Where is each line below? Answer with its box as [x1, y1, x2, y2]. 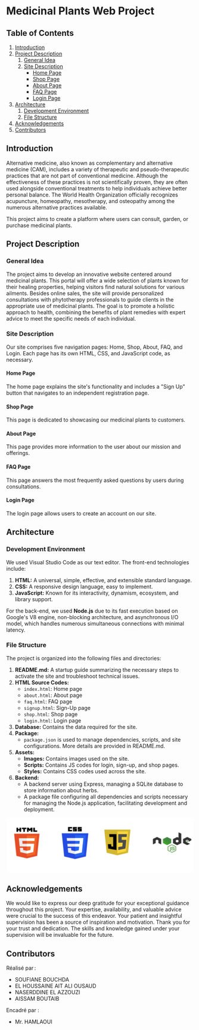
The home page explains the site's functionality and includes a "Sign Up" [6, 383, 186, 390]
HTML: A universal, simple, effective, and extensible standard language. [14, 576, 192, 583]
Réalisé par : [6, 964, 36, 971]
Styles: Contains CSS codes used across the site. [23, 767, 146, 774]
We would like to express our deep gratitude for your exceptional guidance [6, 900, 189, 907]
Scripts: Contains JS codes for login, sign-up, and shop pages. [23, 761, 179, 768]
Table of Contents [6, 28, 74, 38]
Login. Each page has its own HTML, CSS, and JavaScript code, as [6, 349, 171, 356]
